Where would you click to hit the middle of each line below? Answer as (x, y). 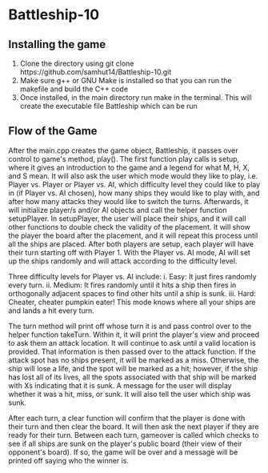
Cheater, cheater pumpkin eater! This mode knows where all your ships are (132, 302)
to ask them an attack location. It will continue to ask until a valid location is (132, 343)
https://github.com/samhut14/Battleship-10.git (96, 72)
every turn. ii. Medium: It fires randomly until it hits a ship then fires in (122, 285)
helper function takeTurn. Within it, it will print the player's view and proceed (134, 335)
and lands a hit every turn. (51, 311)
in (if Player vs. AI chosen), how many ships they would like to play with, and (134, 193)
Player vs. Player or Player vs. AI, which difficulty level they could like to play (134, 184)
